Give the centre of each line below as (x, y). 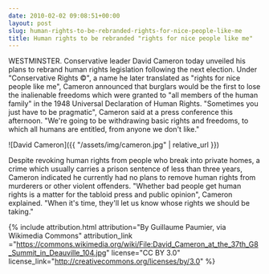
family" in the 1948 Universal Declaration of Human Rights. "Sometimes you (133, 104)
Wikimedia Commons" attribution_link (71, 236)
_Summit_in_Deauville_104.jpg (57, 253)
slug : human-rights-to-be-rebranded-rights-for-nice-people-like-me (125, 31)
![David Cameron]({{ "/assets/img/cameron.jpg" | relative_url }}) (114, 145)
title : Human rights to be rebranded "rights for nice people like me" (130, 38)
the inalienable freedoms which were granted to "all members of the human (133, 95)
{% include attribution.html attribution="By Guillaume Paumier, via (117, 227)
